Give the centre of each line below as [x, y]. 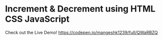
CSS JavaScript [37, 19]
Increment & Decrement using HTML [80, 9]
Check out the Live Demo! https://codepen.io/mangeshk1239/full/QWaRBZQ [81, 32]
